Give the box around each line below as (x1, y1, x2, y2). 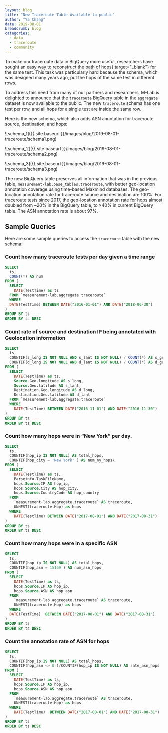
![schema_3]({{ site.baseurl (5, 160, 61, 166)
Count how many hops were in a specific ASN (5, 540, 118, 547)
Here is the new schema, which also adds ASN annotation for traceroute (5, 115, 154, 121)
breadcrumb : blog (5, 26, 41, 31)
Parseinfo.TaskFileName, (14, 476, 66, 481)
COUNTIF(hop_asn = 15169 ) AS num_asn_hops (9, 565, 101, 570)
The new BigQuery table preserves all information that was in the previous (5, 175, 158, 181)
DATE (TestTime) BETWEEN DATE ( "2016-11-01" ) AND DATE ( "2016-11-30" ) (14, 406, 157, 411)
